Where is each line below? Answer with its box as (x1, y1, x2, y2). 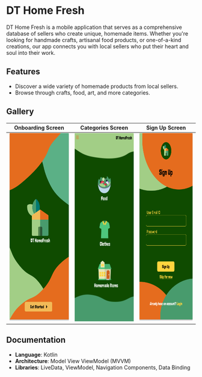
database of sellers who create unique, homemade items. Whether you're (6, 30, 188, 37)
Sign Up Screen (146, 124, 186, 131)
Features (6, 67, 40, 77)
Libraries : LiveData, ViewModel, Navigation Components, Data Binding (14, 364, 191, 371)
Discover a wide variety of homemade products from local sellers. (14, 83, 179, 90)
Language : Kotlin (14, 351, 58, 358)
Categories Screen (80, 124, 129, 131)
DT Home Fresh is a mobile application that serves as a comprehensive (6, 23, 182, 31)
